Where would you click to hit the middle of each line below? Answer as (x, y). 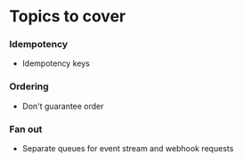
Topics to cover (68, 16)
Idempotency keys (56, 63)
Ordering (29, 86)
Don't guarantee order (63, 106)
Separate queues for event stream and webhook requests (128, 149)
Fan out (26, 129)
